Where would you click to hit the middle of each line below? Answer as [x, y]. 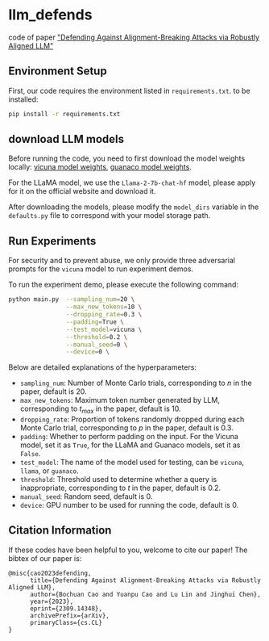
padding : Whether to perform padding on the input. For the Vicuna [129, 437]
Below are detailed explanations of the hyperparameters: [103, 367]
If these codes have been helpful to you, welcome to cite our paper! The [128, 550]
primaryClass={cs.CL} [66, 622]
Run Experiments [52, 241]
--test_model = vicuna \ [104, 329]
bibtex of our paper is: [45, 558]
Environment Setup [58, 71]
